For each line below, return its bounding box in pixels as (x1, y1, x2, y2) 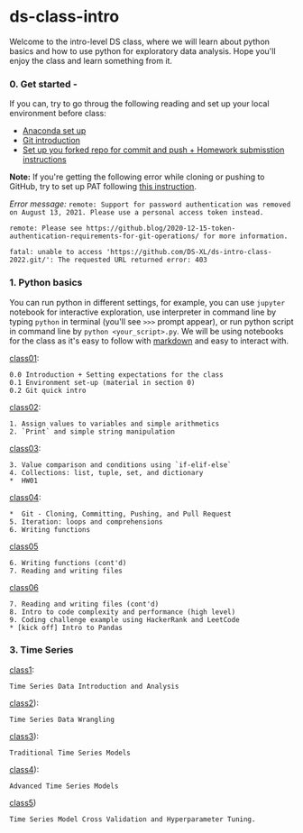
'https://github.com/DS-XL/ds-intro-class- (106, 248, 272, 257)
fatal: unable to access (9, 248, 103, 257)
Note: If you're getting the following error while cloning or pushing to (9, 171, 265, 182)
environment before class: (9, 108, 106, 119)
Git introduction (22, 135, 81, 146)
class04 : (9, 491, 41, 502)
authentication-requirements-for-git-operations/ (9, 232, 200, 241)
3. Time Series (9, 644, 74, 656)
